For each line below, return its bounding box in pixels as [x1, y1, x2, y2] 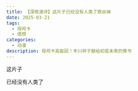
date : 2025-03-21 [6, 14, 50, 20]
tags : [6, 20, 20, 26]
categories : [6, 37, 36, 43]
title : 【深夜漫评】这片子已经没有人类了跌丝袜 [6, 8, 111, 15]
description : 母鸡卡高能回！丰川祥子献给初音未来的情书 [6, 48, 132, 54]
